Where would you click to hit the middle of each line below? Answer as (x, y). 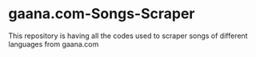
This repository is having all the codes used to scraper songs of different (128, 36)
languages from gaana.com (54, 44)
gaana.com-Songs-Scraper (102, 14)
